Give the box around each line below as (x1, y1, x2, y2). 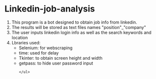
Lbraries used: (11, 39, 41, 45)
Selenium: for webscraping (18, 45, 73, 51)
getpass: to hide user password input (18, 60, 93, 66)
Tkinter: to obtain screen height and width (18, 55, 103, 61)
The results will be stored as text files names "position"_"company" (11, 24, 146, 30)
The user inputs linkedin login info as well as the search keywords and (11, 29, 152, 35)
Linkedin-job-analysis (4, 3, 95, 14)
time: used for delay (18, 50, 59, 56)
